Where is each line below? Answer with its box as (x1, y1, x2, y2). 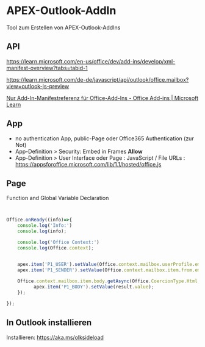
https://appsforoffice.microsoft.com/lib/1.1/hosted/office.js (15, 160, 162, 168)
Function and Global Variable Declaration (6, 195, 109, 202)
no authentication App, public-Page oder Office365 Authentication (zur (15, 135, 194, 142)
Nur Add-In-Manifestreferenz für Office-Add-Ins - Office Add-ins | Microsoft (6, 94, 199, 101)
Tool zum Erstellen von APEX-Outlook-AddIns (6, 24, 121, 31)
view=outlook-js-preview (6, 82, 70, 90)
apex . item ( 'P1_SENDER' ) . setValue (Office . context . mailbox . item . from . (17, 267, 195, 273)
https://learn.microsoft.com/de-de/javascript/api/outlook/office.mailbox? (6, 76, 189, 83)
